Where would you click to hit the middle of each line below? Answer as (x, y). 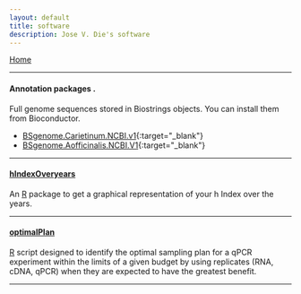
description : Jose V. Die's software (80, 34)
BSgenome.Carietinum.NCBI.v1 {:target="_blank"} (113, 135)
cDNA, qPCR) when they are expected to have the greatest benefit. (133, 271)
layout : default (39, 17)
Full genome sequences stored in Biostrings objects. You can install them (144, 108)
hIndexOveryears (43, 174)
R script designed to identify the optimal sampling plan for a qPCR (131, 252)
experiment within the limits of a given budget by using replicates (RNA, (142, 262)
